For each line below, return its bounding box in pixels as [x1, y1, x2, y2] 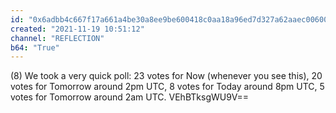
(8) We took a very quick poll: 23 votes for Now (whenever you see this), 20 [10, 70, 323, 82]
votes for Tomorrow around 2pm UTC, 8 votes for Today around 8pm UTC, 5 [10, 81, 325, 93]
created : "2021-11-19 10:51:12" [10, 24, 145, 34]
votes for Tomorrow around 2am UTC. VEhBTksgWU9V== [10, 91, 250, 103]
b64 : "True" [10, 42, 60, 53]
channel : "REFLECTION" [10, 33, 105, 43]
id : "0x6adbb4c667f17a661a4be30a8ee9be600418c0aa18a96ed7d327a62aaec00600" [10, 14, 333, 25]
